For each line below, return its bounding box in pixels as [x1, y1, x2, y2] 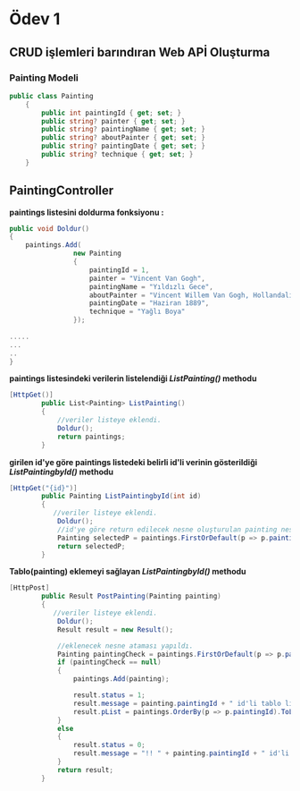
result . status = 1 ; [72, 691, 146, 700]
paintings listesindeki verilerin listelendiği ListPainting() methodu [9, 373, 257, 384]
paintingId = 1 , [88, 265, 150, 275]
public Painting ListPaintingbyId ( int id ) [41, 492, 202, 501]
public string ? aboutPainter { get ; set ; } [41, 133, 205, 142]
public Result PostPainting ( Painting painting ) [41, 591, 221, 601]
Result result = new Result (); [56, 625, 174, 634]
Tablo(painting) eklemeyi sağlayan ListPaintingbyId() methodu [9, 566, 247, 577]
